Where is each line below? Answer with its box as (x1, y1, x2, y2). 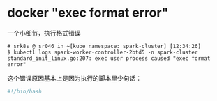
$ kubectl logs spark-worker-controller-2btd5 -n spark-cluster (7, 49, 198, 56)
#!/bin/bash (7, 88, 42, 95)
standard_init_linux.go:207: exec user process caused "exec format (7, 54, 211, 62)
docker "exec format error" (7, 5, 169, 21)
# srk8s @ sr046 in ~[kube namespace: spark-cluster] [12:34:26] (7, 42, 201, 49)
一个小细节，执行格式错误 (7, 29, 81, 37)
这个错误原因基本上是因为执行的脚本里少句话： (7, 74, 142, 82)
